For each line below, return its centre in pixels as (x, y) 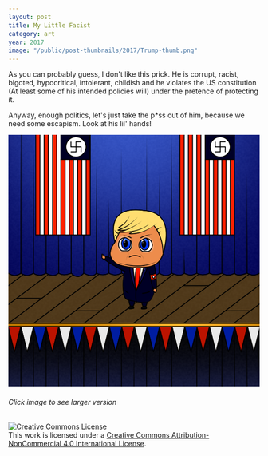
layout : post (30, 17)
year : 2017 (26, 42)
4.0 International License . (105, 444)
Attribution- (190, 435)
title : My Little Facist (49, 25)
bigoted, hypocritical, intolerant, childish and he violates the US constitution (132, 83)
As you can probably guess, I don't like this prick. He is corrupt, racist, (124, 74)
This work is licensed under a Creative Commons (89, 435)
